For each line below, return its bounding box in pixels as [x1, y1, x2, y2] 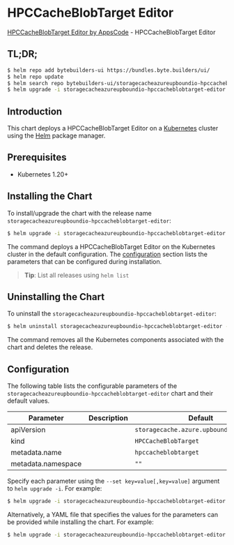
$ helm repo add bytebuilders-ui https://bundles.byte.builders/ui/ [7, 66, 210, 74]
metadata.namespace [10, 459, 82, 469]
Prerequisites [7, 151, 67, 163]
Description [88, 413, 129, 423]
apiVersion [10, 425, 46, 435]
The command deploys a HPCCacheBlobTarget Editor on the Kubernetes [7, 242, 216, 251]
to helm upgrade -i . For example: [7, 484, 102, 493]
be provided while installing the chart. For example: [7, 518, 155, 526]
